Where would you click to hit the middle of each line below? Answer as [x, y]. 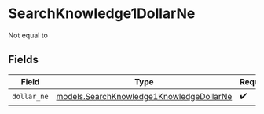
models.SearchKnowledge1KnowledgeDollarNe [144, 97]
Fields [24, 60]
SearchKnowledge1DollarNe [102, 14]
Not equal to [28, 35]
